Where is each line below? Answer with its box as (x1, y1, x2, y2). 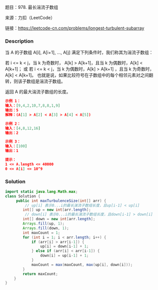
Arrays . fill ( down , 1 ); (23, 226, 69, 231)
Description (5, 37, 34, 44)
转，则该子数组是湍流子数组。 (5, 78, 65, 85)
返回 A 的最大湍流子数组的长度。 (5, 89, 71, 95)
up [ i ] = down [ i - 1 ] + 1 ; (40, 244, 89, 249)
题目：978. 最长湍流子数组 (5, 4, 58, 10)
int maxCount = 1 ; (23, 230, 60, 235)
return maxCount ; (23, 271, 58, 276)
